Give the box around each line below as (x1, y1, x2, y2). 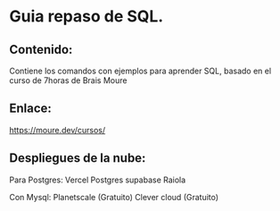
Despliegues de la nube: (9, 150, 146, 166)
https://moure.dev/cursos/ (9, 124, 106, 135)
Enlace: (9, 101, 52, 116)
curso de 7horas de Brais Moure (9, 75, 128, 86)
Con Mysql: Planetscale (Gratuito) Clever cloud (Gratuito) (9, 191, 219, 202)
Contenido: (9, 42, 73, 57)
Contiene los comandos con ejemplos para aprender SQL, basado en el (9, 65, 272, 76)
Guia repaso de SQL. (9, 6, 164, 27)
